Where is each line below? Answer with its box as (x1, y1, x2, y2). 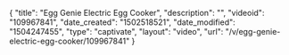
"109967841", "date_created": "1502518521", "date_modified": (9, 17, 236, 27)
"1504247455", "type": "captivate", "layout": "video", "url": (9, 27, 224, 36)
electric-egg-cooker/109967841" (9, 35, 130, 46)
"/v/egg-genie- (225, 27, 281, 36)
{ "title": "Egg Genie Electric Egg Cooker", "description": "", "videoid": (9, 8, 265, 18)
